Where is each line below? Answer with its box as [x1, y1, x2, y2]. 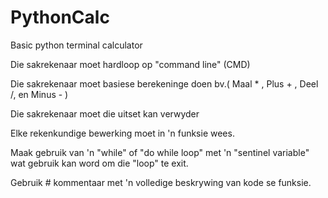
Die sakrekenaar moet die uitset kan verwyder [10, 107, 200, 120]
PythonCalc [10, 6, 110, 29]
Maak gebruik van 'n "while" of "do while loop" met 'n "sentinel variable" [10, 146, 310, 158]
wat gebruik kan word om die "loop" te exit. [10, 157, 189, 169]
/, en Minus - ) [10, 88, 69, 100]
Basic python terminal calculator [10, 39, 143, 51]
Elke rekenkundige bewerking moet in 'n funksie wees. [10, 127, 235, 139]
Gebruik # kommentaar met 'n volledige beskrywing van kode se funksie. [10, 176, 312, 188]
